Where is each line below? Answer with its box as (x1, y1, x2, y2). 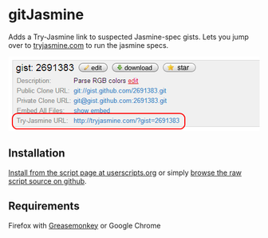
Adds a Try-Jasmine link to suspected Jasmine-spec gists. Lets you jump (8, 32, 249, 42)
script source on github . (8, 176, 87, 185)
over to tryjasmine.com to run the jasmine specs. (8, 40, 169, 50)
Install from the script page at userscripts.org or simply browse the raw (8, 168, 242, 177)
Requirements (8, 200, 80, 213)
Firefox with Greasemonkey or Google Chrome (8, 220, 161, 230)
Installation (8, 146, 65, 161)
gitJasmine (8, 6, 85, 24)
